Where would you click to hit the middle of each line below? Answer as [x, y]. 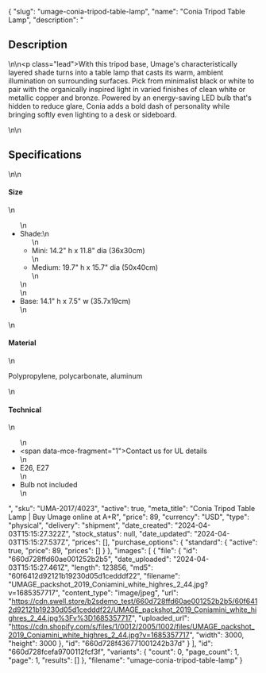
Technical [25, 410]
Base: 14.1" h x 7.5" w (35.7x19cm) [75, 301]
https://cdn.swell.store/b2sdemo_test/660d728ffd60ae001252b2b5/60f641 [135, 602]
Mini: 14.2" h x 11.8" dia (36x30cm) [88, 250]
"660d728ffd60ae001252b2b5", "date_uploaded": [90, 560]
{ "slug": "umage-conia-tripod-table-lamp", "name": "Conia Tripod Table [127, 12]
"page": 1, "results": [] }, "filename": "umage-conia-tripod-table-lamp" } [125, 660]
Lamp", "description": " [46, 20]
